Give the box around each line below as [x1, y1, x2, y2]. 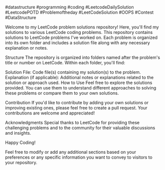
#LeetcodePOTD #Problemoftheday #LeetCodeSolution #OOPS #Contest [5, 9, 154, 15]
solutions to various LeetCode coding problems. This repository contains [5, 29, 153, 35]
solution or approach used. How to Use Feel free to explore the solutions [5, 80, 153, 85]
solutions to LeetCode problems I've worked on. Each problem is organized [5, 34, 158, 40]
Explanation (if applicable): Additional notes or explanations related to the [5, 75, 154, 80]
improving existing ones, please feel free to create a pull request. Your [5, 105, 148, 111]
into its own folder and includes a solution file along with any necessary [5, 40, 150, 46]
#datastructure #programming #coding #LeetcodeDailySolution [5, 4, 134, 10]
